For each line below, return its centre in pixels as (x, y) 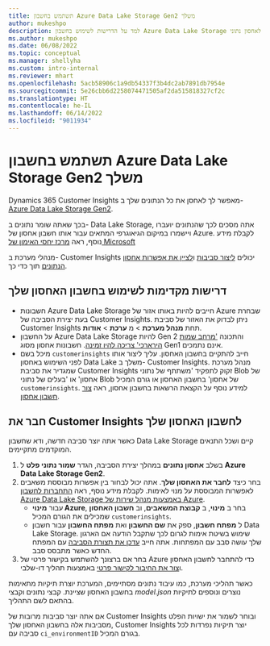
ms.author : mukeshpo (43, 38)
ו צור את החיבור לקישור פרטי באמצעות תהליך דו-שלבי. (102, 568)
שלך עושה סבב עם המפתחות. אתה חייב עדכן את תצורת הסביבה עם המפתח (147, 542)
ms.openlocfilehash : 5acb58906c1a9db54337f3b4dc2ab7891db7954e (117, 83)
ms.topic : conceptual (45, 53)
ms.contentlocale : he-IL (50, 106)
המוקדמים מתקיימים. (40, 449)
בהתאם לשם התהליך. (41, 601)
